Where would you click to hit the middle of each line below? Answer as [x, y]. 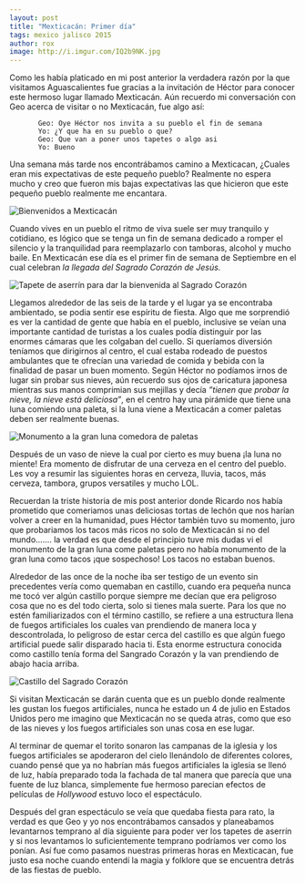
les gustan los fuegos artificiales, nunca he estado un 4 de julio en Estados [150, 709]
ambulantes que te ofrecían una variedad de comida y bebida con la [137, 361]
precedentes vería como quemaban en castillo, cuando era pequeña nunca [150, 586]
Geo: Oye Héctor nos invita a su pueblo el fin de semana [150, 124]
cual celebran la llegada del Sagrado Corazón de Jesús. [115, 267]
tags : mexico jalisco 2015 [61, 35]
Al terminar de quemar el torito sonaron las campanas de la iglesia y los [143, 746]
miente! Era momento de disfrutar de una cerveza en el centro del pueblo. [148, 464]
